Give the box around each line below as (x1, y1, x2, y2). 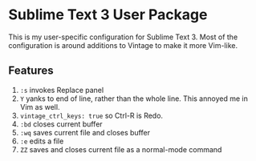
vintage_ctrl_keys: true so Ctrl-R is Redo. (19, 111, 163, 120)
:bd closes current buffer (19, 119, 103, 129)
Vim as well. (19, 102, 60, 111)
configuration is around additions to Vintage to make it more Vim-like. (8, 40, 238, 50)
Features (8, 64, 54, 78)
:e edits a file (19, 136, 64, 146)
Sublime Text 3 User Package (8, 6, 208, 24)
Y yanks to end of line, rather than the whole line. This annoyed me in (19, 94, 249, 103)
